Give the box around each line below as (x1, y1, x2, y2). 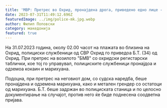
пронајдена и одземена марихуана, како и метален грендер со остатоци (5, 81, 162, 87)
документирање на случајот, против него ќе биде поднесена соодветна (5, 91, 160, 97)
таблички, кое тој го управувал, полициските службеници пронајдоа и (5, 61, 156, 66)
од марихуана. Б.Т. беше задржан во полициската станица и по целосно (5, 86, 161, 92)
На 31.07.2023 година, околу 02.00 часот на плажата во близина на (5, 45, 149, 50)
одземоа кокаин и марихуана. (5, 66, 70, 72)
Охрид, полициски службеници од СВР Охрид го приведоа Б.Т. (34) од (5, 50, 157, 56)
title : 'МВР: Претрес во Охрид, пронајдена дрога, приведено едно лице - (5, 7, 163, 13)
